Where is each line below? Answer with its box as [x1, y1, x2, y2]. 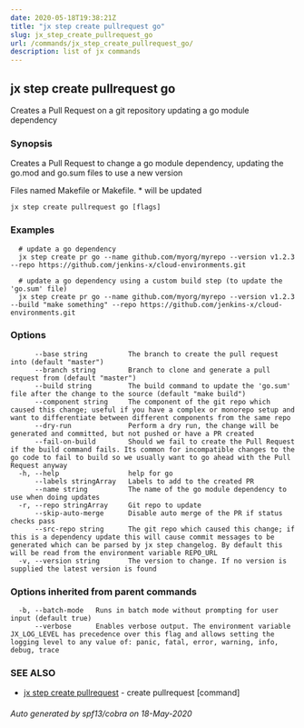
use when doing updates [10, 493, 101, 502]
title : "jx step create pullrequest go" [10, 22, 166, 31]
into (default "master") [10, 357, 104, 366]
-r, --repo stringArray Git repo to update [18, 501, 202, 510]
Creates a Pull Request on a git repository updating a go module [10, 105, 250, 115]
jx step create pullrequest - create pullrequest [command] [23, 687, 240, 698]
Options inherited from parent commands [10, 585, 198, 598]
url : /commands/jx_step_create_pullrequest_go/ [10, 38, 194, 48]
